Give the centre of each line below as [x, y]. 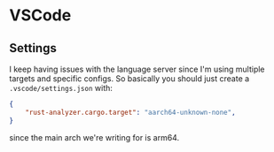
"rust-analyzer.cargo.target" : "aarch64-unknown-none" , [131, 112]
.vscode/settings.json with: [61, 88]
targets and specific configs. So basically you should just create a [129, 79]
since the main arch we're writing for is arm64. [94, 137]
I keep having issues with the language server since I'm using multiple [137, 69]
